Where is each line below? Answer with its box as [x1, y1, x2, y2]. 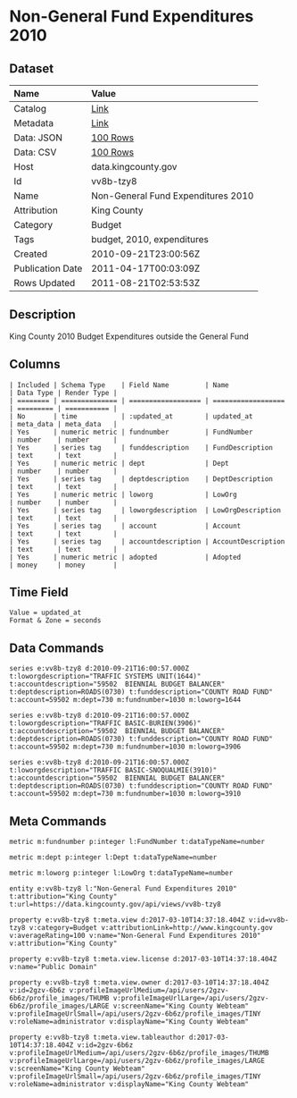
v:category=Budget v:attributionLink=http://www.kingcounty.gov [29, 924, 274, 933]
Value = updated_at [9, 608, 82, 618]
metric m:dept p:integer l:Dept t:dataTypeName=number [9, 853, 218, 862]
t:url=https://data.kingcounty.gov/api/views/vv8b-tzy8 [9, 900, 221, 909]
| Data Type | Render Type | [9, 388, 118, 397]
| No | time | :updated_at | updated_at [9, 411, 253, 421]
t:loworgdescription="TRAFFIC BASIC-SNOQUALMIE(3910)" [9, 766, 218, 775]
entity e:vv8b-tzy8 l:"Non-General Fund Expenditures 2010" [9, 884, 238, 893]
